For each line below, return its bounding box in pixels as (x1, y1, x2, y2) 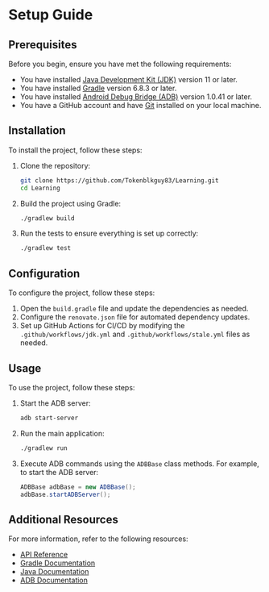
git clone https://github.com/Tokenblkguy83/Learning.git (19, 176, 219, 185)
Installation (8, 123, 66, 138)
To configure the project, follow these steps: (8, 288, 155, 298)
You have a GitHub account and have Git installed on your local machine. (19, 101, 262, 110)
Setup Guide (8, 6, 93, 24)
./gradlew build (19, 214, 75, 223)
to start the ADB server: (19, 467, 99, 477)
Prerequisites (8, 38, 77, 52)
